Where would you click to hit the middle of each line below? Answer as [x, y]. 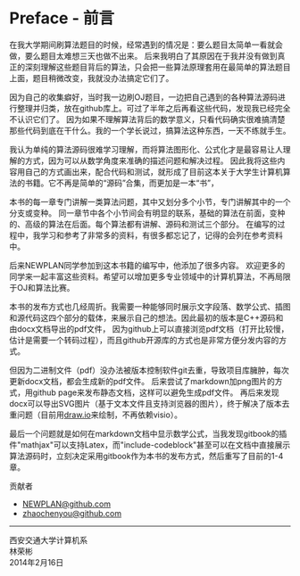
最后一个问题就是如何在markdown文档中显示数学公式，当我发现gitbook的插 [148, 433]
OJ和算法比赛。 [46, 287]
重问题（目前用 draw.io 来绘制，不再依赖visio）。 [96, 415]
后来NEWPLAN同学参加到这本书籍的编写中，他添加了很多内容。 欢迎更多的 [147, 265]
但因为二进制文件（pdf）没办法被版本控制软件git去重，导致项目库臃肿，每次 [149, 370]
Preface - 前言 [62, 18]
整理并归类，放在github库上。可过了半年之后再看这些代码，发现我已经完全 [154, 108]
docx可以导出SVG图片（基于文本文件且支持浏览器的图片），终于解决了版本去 [150, 403]
